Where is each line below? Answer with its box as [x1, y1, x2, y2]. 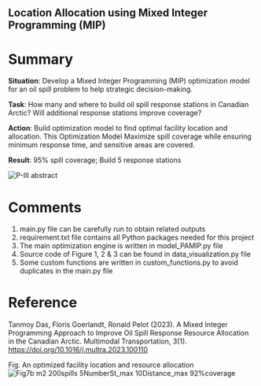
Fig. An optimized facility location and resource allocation [8, 360, 194, 369]
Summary [8, 50, 73, 68]
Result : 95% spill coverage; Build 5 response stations [8, 155, 182, 165]
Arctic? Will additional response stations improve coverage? [8, 108, 202, 117]
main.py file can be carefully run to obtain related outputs [19, 225, 206, 234]
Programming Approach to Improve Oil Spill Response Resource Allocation [8, 328, 249, 338]
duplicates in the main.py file [19, 266, 113, 276]
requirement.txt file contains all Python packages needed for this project [19, 232, 255, 243]
